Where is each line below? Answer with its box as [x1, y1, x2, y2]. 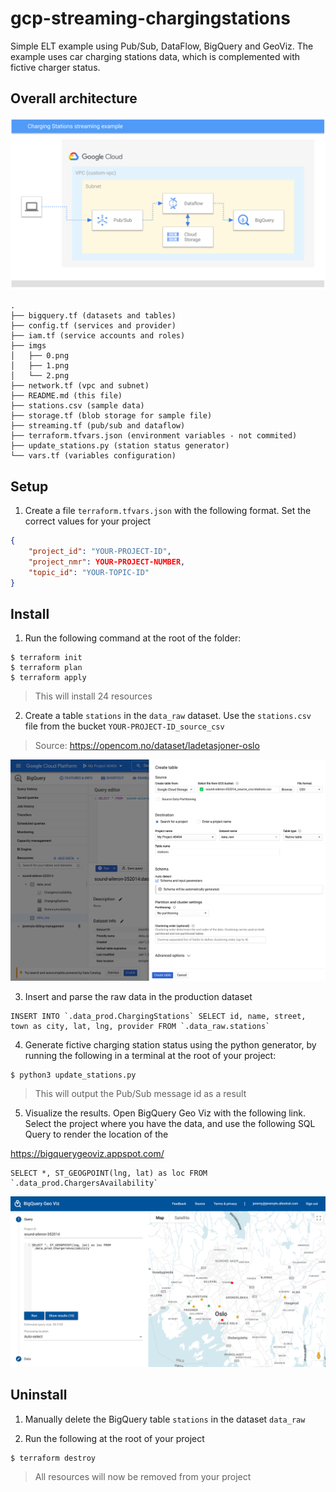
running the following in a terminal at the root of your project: [24, 1050, 277, 1062]
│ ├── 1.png [10, 361, 70, 371]
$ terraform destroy [10, 1453, 97, 1463]
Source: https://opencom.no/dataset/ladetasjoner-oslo [34, 740, 260, 752]
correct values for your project [24, 515, 152, 527]
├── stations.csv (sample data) [10, 401, 145, 411]
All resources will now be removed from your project [34, 1470, 252, 1482]
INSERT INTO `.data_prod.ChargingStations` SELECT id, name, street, [10, 1012, 307, 1022]
